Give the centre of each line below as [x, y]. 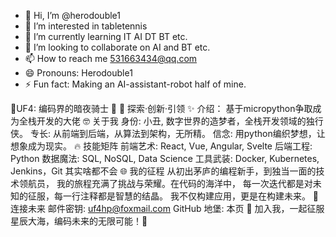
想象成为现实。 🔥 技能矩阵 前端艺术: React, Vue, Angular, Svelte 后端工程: [161, 146]
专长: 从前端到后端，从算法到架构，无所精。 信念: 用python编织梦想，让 [177, 133]
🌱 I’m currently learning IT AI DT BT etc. [106, 36]
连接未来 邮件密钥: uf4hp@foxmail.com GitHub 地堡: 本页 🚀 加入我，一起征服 [167, 208]
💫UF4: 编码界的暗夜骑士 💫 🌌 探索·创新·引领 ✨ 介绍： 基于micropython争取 [161, 108]
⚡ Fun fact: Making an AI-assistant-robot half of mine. [135, 84]
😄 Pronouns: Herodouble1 [78, 73]
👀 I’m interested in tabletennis [86, 26]
